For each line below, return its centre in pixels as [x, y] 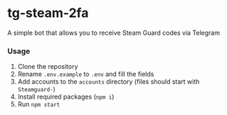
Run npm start [39, 104]
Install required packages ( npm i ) [66, 97]
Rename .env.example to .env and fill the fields [86, 74]
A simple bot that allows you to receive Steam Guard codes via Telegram [114, 33]
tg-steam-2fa [48, 13]
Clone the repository [48, 67]
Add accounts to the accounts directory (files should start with [109, 82]
